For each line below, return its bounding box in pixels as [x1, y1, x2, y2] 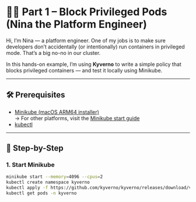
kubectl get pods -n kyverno [6, 190, 77, 196]
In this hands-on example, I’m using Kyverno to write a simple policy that [6, 61, 182, 68]
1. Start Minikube [6, 161, 55, 169]
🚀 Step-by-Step [6, 143, 64, 154]
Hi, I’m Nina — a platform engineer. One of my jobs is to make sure [6, 37, 166, 44]
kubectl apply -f [6, 185, 48, 191]
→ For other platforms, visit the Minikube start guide [14, 114, 140, 121]
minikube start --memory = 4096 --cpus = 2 [6, 174, 103, 180]
